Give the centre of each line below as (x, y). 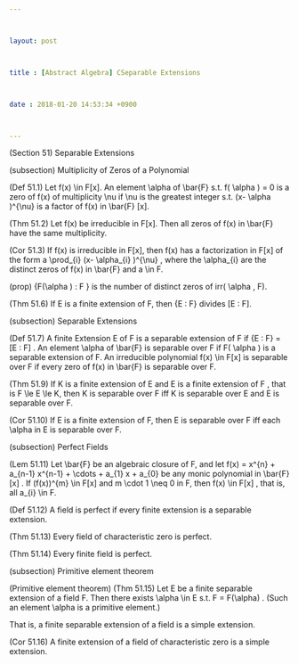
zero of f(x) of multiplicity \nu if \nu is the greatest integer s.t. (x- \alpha (140, 197)
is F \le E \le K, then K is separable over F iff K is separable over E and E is (145, 394)
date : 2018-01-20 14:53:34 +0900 (73, 104)
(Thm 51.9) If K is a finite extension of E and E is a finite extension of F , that (148, 384)
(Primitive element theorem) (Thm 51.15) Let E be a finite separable (131, 588)
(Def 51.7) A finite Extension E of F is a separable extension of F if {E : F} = (145, 339)
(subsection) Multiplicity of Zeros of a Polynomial (99, 170)
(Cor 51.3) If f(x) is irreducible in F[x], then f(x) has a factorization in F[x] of (146, 250)
